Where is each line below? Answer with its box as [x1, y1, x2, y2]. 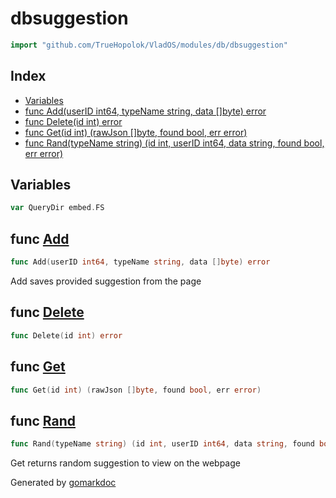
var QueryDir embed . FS [10, 203, 105, 213]
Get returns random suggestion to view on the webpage [10, 457, 241, 469]
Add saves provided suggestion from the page [10, 275, 202, 287]
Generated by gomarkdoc [10, 477, 117, 489]
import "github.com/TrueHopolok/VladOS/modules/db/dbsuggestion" [10, 40, 288, 50]
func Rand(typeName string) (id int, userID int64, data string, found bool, [24, 137, 325, 149]
